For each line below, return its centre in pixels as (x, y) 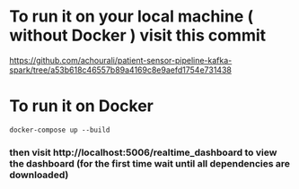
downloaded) (39, 175)
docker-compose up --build (60, 130)
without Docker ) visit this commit (138, 35)
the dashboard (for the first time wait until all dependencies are (149, 163)
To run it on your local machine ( (132, 17)
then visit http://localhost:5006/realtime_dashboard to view (143, 152)
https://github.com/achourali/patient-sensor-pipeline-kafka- (121, 60)
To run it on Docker (82, 106)
